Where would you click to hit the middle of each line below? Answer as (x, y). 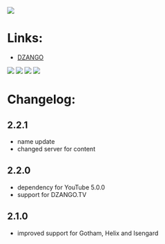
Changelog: (41, 100)
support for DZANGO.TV (52, 194)
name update (36, 141)
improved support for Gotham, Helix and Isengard (88, 233)
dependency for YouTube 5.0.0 (61, 187)
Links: (25, 38)
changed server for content (56, 149)
